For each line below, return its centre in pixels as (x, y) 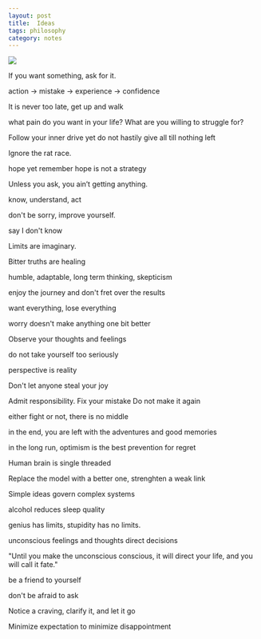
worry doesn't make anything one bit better (79, 324)
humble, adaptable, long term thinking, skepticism (91, 278)
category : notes (35, 38)
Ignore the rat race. (40, 154)
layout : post (30, 16)
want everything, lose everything (62, 308)
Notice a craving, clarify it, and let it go (72, 611)
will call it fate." (33, 565)
